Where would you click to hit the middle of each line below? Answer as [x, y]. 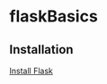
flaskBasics [54, 17]
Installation [41, 50]
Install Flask [31, 71]
